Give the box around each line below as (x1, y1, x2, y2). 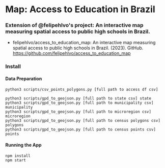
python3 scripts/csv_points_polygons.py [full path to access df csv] (5, 87, 158, 92)
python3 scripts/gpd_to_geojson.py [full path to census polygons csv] (5, 118, 160, 123)
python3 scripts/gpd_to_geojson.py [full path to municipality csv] (5, 100, 154, 105)
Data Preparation (5, 76, 42, 82)
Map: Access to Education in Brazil (5, 4, 155, 15)
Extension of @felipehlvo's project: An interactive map (5, 22, 144, 29)
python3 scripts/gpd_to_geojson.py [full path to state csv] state (5, 95, 152, 101)
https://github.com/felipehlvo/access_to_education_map (12, 50, 131, 56)
